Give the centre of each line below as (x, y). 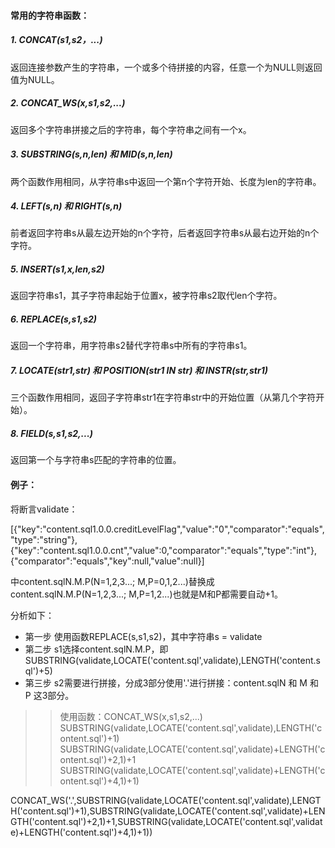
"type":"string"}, (44, 539)
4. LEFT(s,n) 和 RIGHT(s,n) (66, 206)
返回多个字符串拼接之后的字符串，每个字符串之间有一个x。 (131, 129)
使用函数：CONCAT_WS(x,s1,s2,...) (131, 716)
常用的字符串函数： (50, 15)
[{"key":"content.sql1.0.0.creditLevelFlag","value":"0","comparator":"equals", (167, 529)
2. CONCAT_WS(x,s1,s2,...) (68, 103)
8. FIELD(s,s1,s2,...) (52, 433)
